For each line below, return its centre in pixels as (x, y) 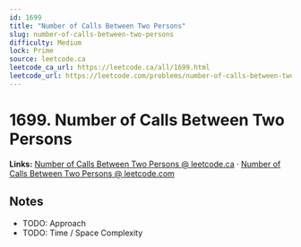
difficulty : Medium (46, 43)
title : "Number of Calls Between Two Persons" (98, 26)
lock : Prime (31, 51)
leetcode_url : (36, 76)
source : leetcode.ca (48, 59)
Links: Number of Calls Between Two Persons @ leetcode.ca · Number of (145, 164)
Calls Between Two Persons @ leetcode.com (92, 173)
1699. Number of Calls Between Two (147, 119)
